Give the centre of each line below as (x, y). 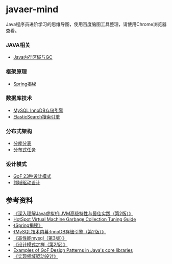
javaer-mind (32, 9)
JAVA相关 (18, 45)
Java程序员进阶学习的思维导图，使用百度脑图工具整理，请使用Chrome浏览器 (86, 24)
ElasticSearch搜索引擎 (36, 116)
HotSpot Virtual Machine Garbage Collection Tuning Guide (75, 219)
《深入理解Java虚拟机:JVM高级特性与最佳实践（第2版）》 (73, 213)
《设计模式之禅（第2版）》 (40, 245)
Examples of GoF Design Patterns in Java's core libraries (73, 250)
